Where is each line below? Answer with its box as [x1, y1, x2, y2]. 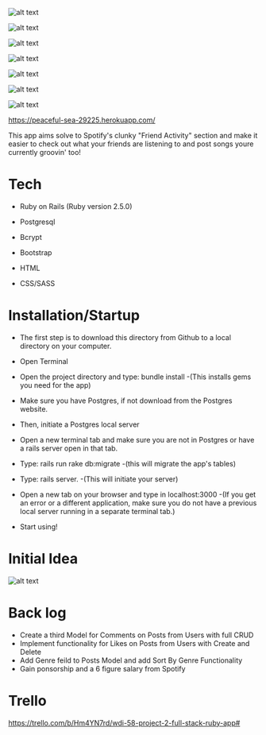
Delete [19, 647, 42, 656]
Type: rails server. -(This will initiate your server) [19, 474, 179, 484]
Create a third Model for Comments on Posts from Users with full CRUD [19, 630, 254, 640]
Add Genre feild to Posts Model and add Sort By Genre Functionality [19, 656, 243, 665]
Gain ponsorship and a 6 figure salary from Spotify [19, 663, 186, 673]
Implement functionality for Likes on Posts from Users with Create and [19, 638, 250, 648]
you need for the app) [19, 380, 91, 389]
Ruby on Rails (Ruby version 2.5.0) [19, 201, 133, 211]
